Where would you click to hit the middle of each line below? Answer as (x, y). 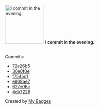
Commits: (15, 57)
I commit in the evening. (70, 42)
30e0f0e (21, 71)
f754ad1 (20, 76)
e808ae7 (21, 81)
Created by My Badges (28, 101)
